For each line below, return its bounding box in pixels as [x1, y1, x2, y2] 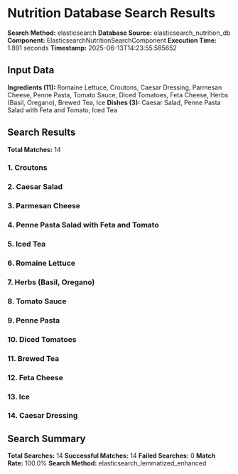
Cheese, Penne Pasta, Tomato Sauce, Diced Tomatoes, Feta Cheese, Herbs [7, 90, 229, 99]
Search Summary [7, 432, 86, 445]
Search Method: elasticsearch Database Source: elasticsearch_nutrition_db [7, 28, 231, 37]
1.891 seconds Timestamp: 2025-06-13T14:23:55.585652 [7, 43, 177, 52]
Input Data [7, 64, 55, 76]
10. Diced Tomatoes [7, 334, 77, 344]
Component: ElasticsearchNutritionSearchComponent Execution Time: [7, 36, 217, 44]
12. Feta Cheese [7, 372, 64, 382]
